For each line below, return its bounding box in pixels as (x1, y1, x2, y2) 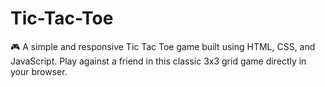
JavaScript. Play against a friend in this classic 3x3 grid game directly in (10, 55, 307, 67)
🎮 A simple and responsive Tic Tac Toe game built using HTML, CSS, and (10, 40, 316, 52)
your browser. (10, 65, 68, 77)
